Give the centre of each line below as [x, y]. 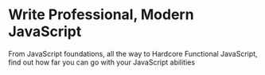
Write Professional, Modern [101, 15]
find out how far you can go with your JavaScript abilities [102, 62]
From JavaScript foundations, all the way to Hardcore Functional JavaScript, [133, 53]
